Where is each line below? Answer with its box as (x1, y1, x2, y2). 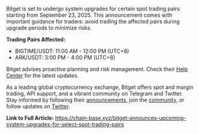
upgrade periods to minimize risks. (6, 24, 92, 31)
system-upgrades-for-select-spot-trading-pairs (6, 121, 124, 128)
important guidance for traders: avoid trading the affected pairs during (6, 18, 180, 25)
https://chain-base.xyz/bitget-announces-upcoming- (55, 114, 187, 121)
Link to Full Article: (6, 114, 54, 121)
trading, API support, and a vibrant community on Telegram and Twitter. (6, 90, 183, 97)
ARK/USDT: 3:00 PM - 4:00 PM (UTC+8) (14, 54, 116, 61)
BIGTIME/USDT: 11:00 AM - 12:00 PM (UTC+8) (14, 47, 129, 55)
